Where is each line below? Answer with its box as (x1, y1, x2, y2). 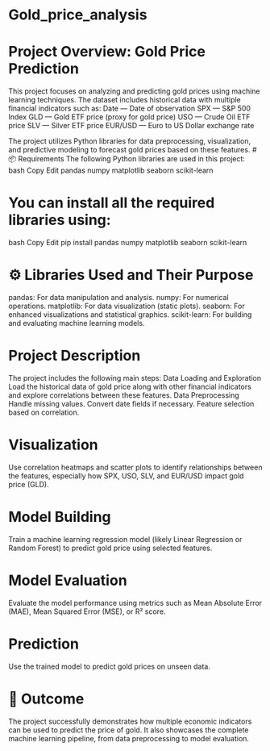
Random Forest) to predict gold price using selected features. (8, 543, 213, 553)
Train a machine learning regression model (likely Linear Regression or (8, 534, 243, 544)
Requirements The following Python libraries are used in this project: (18, 154, 246, 164)
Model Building (8, 508, 111, 526)
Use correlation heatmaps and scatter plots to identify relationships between (8, 462, 263, 472)
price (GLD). (8, 479, 50, 489)
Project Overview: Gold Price (8, 43, 206, 61)
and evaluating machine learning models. (8, 319, 145, 328)
